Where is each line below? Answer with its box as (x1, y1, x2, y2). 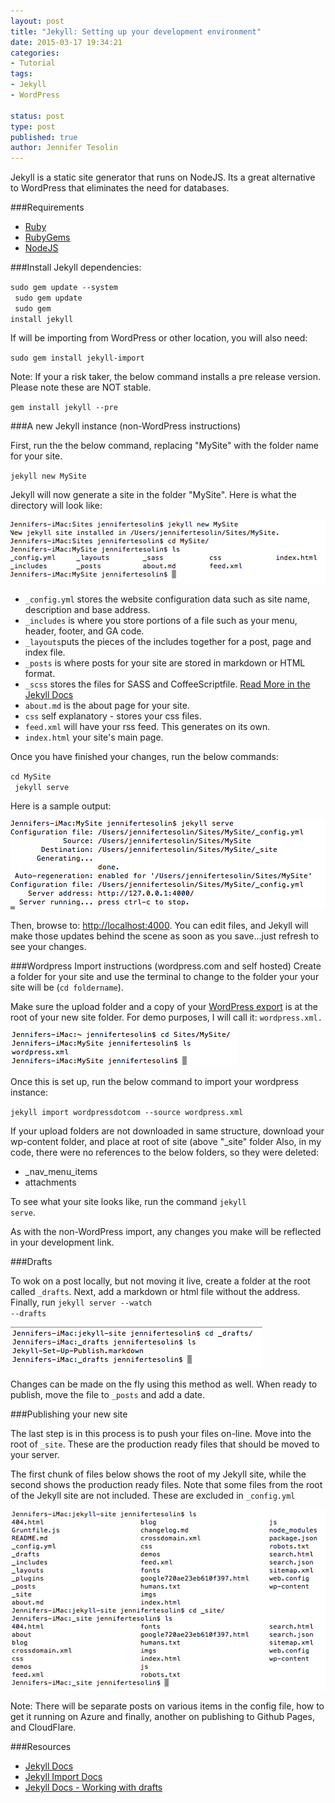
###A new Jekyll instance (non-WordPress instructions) (10, 420, 242, 432)
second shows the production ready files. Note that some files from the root (10, 1478, 323, 1490)
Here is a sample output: (10, 800, 112, 812)
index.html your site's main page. (24, 731, 164, 743)
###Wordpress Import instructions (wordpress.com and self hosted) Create (10, 960, 322, 972)
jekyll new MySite (10, 471, 87, 482)
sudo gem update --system (10, 283, 118, 293)
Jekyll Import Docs (24, 1771, 103, 1783)
